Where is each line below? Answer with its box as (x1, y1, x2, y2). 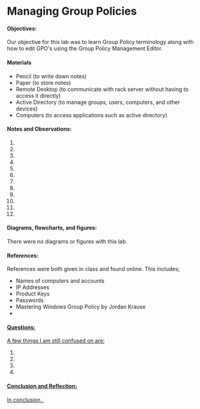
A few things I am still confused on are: (7, 337, 105, 344)
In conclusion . (7, 396, 44, 404)
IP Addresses (15, 284, 49, 291)
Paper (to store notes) (15, 79, 71, 86)
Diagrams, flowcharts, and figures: (7, 224, 97, 231)
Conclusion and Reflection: (7, 383, 77, 389)
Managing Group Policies (7, 4, 137, 18)
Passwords (15, 297, 44, 304)
